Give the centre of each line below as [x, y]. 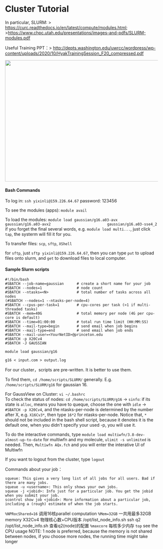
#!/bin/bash [17, 280]
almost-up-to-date [24, 440]
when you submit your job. [32, 496]
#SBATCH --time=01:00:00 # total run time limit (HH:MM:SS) [77, 322]
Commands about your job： [34, 469]
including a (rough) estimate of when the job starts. [62, 504]
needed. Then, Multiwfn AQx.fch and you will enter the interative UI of [75, 445]
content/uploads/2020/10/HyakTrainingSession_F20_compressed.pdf [74, 53]
